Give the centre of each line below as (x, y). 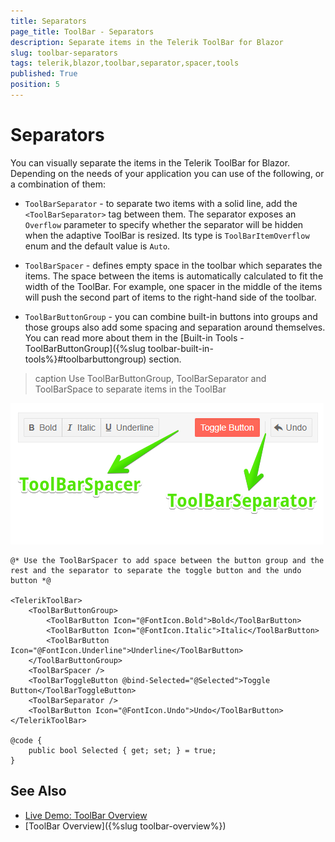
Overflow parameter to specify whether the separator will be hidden (164, 224)
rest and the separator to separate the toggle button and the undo (156, 570)
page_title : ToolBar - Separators (82, 31)
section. (165, 359)
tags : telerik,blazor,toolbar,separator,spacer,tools (125, 63)
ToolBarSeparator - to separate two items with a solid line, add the (161, 203)
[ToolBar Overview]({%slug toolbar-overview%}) (125, 826)
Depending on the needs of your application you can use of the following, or (167, 173)
